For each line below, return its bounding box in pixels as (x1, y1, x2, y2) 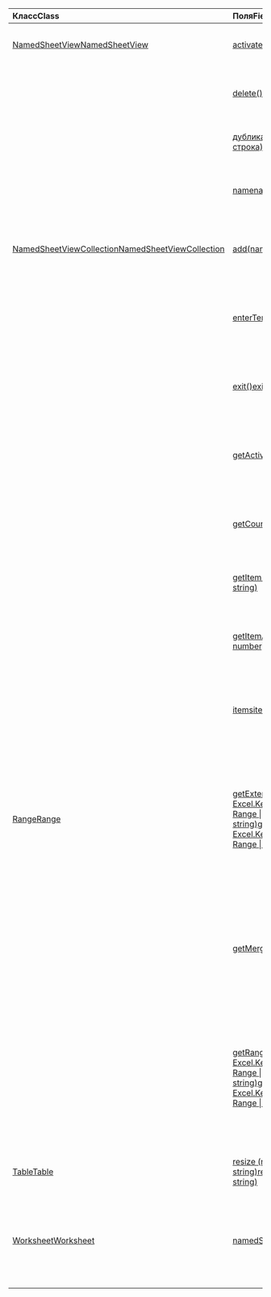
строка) (232, 142, 264, 152)
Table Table (12, 1166, 54, 1177)
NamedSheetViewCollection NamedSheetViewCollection (12, 243, 225, 254)
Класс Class (12, 11, 60, 21)
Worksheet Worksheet (12, 1235, 95, 1246)
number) (232, 640, 266, 652)
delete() (232, 88, 263, 99)
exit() (232, 381, 252, 391)
